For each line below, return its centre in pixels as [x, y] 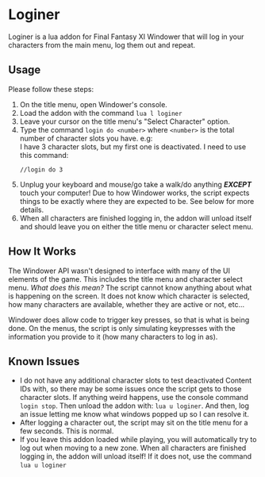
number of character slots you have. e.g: [86, 138]
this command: [44, 155]
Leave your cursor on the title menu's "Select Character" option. [125, 121]
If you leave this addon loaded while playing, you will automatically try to [138, 440]
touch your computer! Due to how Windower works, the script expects [134, 193]
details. [32, 210]
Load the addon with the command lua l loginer [101, 113]
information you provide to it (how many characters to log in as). [113, 337]
